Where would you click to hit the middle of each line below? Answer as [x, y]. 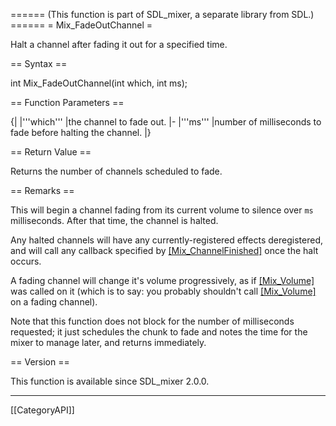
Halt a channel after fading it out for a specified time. [119, 44]
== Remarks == [42, 190]
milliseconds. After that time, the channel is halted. [114, 220]
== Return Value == [51, 152]
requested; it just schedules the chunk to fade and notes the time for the [159, 332]
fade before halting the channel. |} [81, 132]
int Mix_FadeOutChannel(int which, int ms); [99, 83]
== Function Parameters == [67, 102]
